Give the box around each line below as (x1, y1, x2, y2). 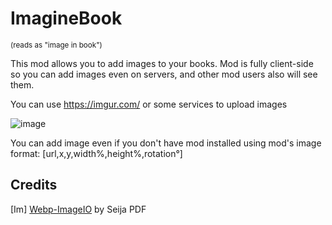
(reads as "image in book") (10, 40, 103, 50)
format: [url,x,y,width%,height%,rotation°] (10, 147, 183, 159)
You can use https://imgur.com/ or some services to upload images (10, 98, 288, 110)
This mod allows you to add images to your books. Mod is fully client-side (10, 57, 314, 69)
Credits (10, 177, 58, 194)
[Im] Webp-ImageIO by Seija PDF (10, 203, 147, 215)
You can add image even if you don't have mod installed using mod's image (10, 137, 322, 149)
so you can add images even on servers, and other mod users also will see (10, 68, 318, 80)
